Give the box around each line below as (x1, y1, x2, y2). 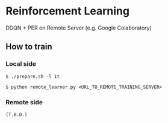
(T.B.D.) (5, 112, 28, 118)
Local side (5, 60, 37, 68)
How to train (5, 42, 52, 52)
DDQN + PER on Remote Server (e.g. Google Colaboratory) (5, 24, 152, 31)
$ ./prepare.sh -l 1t (5, 74, 60, 80)
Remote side (5, 98, 43, 106)
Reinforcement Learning (5, 4, 130, 18)
